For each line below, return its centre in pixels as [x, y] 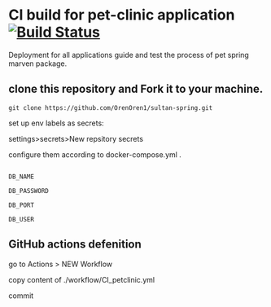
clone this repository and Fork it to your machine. [136, 89]
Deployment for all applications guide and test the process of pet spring [129, 55]
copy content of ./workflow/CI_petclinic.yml [82, 279]
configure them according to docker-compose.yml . [95, 154]
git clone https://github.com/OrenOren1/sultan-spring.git [111, 107]
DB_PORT [22, 205]
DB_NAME [22, 177]
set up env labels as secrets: [56, 123]
